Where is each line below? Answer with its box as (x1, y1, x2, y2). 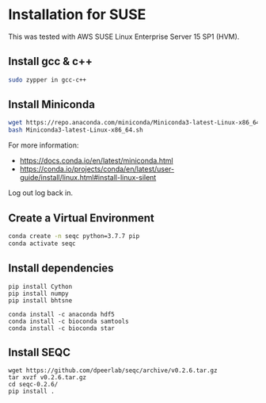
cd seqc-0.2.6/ (8, 381, 59, 389)
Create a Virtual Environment (8, 211, 154, 225)
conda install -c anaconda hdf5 (8, 310, 115, 318)
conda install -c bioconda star (8, 324, 115, 332)
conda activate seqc (8, 240, 77, 248)
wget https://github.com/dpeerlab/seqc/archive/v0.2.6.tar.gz (8, 367, 218, 374)
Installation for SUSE (8, 6, 146, 24)
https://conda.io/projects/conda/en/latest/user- (19, 164, 175, 174)
